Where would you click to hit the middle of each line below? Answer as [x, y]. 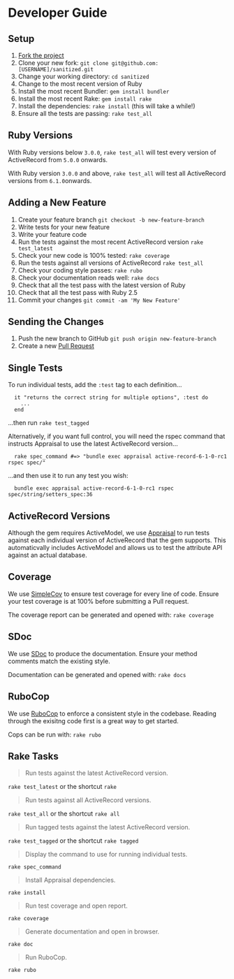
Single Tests [35, 368]
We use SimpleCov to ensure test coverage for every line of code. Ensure [114, 594]
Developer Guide [58, 13]
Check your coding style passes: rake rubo [80, 270]
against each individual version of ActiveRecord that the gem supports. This [117, 540]
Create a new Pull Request [56, 346]
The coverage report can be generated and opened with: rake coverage [111, 615]
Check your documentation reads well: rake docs [89, 277]
